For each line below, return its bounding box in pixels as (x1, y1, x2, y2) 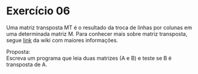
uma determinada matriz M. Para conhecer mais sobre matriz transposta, (6, 30, 188, 37)
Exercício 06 (6, 4, 70, 18)
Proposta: (6, 48, 31, 55)
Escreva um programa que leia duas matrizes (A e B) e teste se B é (6, 54, 172, 61)
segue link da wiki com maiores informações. (6, 36, 119, 44)
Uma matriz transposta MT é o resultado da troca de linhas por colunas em (6, 24, 193, 31)
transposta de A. (6, 61, 48, 68)
